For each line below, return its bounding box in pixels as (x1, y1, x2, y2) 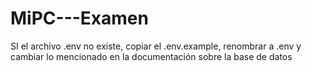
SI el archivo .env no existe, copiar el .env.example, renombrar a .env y (10, 40, 302, 52)
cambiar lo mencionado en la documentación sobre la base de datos (10, 50, 293, 62)
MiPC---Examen (10, 7, 149, 30)
